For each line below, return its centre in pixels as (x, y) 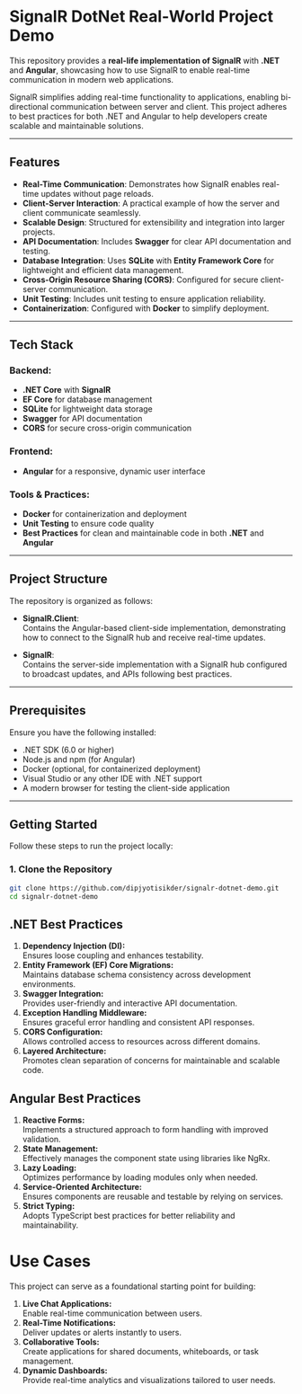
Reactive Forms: (53, 1120)
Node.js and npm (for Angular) (79, 759)
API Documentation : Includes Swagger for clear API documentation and (157, 241)
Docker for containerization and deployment (104, 514)
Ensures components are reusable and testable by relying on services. (153, 1196)
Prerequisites (48, 710)
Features (35, 162)
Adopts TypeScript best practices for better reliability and (129, 1216)
